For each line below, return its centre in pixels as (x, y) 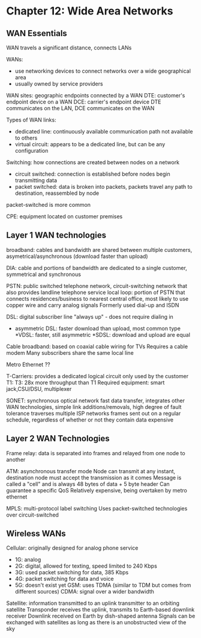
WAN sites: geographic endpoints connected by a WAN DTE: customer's (96, 95)
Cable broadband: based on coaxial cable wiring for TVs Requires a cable (97, 346)
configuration (31, 151)
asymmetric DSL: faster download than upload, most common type (98, 328)
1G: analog (28, 560)
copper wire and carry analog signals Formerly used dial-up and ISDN (93, 305)
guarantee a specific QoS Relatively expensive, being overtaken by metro (97, 490)
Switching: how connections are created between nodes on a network (93, 162)
